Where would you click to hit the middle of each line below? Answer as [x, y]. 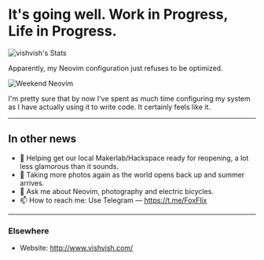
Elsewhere [29, 231]
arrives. [32, 183]
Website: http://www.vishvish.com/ [76, 248]
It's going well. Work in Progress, [118, 15]
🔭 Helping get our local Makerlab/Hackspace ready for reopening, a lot [134, 158]
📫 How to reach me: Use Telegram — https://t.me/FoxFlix [113, 200]
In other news [42, 139]
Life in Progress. [62, 31]
